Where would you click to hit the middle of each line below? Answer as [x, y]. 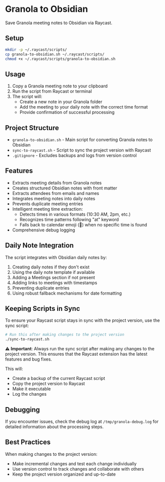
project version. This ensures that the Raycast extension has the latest [76, 354]
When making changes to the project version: [51, 454]
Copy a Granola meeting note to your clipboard [60, 86]
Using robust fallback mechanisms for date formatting [67, 293]
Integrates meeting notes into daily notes [54, 198]
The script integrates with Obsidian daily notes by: [56, 257]
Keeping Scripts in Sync [43, 309]
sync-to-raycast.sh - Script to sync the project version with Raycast [82, 150]
